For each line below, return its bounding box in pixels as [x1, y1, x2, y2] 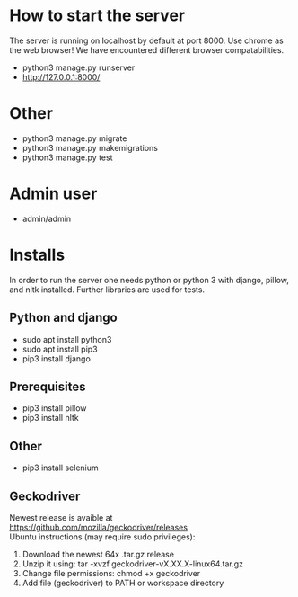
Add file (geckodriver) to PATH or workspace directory [22, 577, 224, 588]
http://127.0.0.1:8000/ [22, 71, 101, 82]
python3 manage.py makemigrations [22, 142, 159, 153]
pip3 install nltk [22, 413, 79, 423]
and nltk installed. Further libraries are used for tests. [9, 284, 205, 295]
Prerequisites [9, 379, 86, 394]
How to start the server [9, 5, 186, 26]
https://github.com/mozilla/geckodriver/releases [9, 522, 188, 532]
